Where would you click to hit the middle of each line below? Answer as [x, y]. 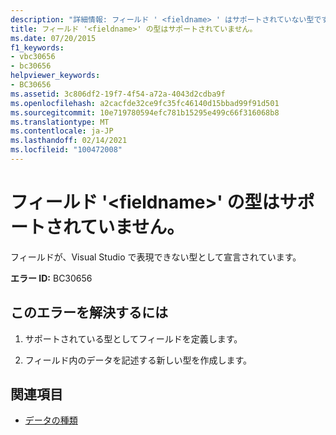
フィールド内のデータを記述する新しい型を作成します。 [138, 360]
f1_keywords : [37, 47]
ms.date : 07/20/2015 [53, 38]
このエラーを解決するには [89, 312]
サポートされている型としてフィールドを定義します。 [133, 338]
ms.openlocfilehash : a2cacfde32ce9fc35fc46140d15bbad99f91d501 [145, 103]
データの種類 [51, 420]
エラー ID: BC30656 [51, 278]
